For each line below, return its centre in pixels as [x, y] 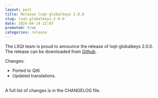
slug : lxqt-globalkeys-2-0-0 [35, 19]
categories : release [26, 32]
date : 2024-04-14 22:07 [29, 23]
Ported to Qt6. [26, 71]
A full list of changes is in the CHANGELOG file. [53, 90]
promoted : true [21, 28]
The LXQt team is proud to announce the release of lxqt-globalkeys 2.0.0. [79, 46]
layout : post [18, 10]
